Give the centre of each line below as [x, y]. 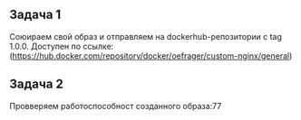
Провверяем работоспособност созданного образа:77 [116, 106]
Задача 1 [35, 15]
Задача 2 [36, 84]
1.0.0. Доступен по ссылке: [62, 46]
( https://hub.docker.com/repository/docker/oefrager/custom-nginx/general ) [151, 55]
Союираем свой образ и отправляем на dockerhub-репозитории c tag [146, 36]
